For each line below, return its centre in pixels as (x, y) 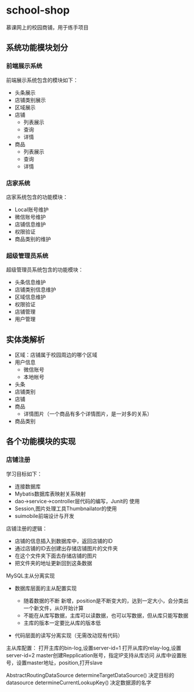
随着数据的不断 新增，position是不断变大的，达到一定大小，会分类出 (106, 601)
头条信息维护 (30, 282)
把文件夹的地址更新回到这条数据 (53, 563)
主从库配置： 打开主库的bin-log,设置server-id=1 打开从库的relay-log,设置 (94, 648)
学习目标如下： (24, 474)
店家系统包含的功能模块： (37, 197)
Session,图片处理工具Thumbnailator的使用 (66, 509)
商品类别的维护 (33, 239)
